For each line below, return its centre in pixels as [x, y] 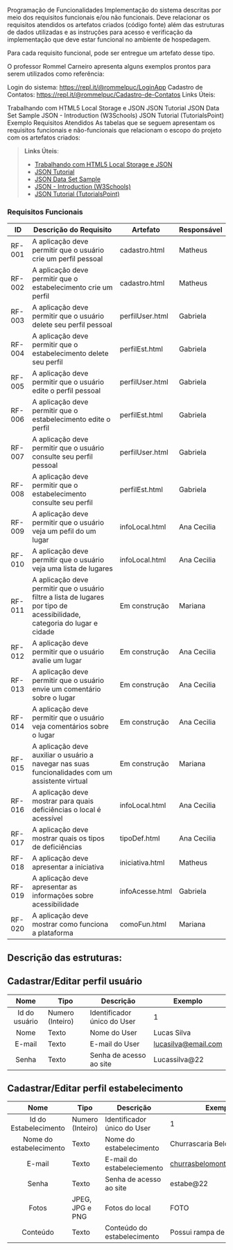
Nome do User [113, 1032]
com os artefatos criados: [44, 137]
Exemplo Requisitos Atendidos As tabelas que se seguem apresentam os [111, 123]
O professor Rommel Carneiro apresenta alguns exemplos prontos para [109, 66]
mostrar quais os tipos [69, 838]
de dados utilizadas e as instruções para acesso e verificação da [100, 32]
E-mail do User [115, 1044]
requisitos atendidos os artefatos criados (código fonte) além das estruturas [116, 25]
